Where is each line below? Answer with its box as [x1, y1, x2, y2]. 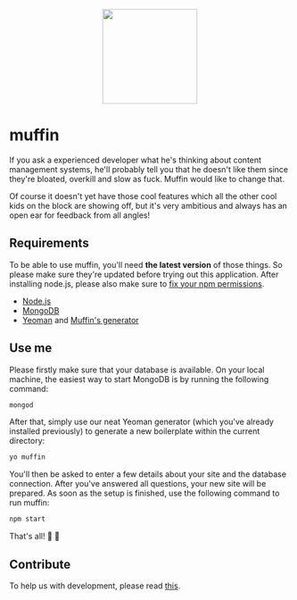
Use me [9, 340, 53, 356]
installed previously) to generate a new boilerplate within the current [9, 426, 260, 437]
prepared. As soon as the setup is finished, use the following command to [9, 487, 280, 499]
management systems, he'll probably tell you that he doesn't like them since [9, 163, 288, 174]
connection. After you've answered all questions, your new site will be [9, 479, 267, 489]
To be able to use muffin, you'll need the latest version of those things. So [9, 259, 283, 270]
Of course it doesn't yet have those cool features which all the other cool [9, 190, 277, 201]
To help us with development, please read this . [9, 580, 181, 591]
